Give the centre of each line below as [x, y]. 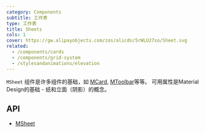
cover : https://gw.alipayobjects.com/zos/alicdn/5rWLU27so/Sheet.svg [97, 40]
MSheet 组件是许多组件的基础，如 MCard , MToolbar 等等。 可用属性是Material [102, 82]
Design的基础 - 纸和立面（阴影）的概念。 [58, 89]
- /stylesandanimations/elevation [56, 63]
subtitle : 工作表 [27, 18]
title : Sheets [24, 29]
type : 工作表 [21, 23]
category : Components [34, 12]
